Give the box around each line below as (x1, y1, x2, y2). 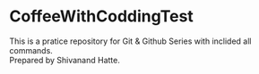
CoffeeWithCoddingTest (9, 6, 194, 27)
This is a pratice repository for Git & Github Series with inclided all (9, 36, 252, 46)
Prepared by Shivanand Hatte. (9, 54, 121, 65)
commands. (9, 45, 54, 55)
